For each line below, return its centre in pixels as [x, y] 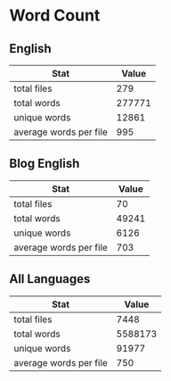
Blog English [45, 164]
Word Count [55, 16]
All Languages [50, 279]
